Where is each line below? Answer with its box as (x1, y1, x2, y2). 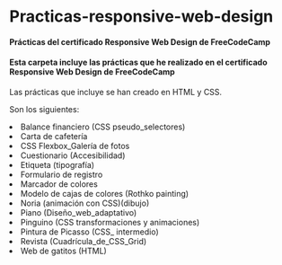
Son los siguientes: (9, 103, 80, 114)
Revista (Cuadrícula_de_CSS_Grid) (21, 235, 147, 246)
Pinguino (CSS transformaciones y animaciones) (21, 216, 200, 227)
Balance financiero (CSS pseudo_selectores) (21, 121, 186, 132)
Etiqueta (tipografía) (21, 159, 95, 170)
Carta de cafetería (21, 130, 88, 141)
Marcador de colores (21, 178, 99, 190)
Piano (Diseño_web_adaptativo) (21, 207, 137, 217)
